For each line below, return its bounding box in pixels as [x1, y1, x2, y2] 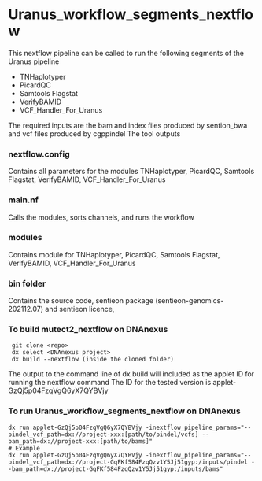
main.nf [8, 194, 39, 205]
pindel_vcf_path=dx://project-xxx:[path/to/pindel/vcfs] [8, 431, 199, 438]
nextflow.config [8, 148, 70, 159]
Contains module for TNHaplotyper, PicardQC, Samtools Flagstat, [8, 250, 220, 259]
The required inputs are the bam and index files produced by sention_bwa [8, 120, 248, 130]
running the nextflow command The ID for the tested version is [8, 378, 212, 387]
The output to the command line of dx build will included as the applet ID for [8, 369, 254, 379]
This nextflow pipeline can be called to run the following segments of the [8, 48, 244, 57]
